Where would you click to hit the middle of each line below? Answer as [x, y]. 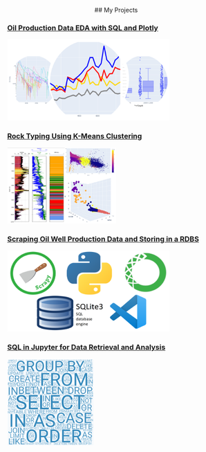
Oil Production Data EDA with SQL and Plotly [83, 28]
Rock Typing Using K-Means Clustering [75, 136]
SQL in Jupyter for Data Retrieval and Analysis [86, 347]
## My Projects [116, 10]
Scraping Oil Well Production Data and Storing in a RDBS [103, 239]
